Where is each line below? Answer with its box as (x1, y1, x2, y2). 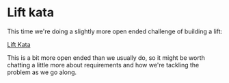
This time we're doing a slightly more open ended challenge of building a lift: (7, 27, 223, 35)
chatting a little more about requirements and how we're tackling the (7, 61, 200, 69)
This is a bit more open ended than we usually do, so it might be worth (7, 53, 205, 62)
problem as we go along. (7, 68, 77, 76)
